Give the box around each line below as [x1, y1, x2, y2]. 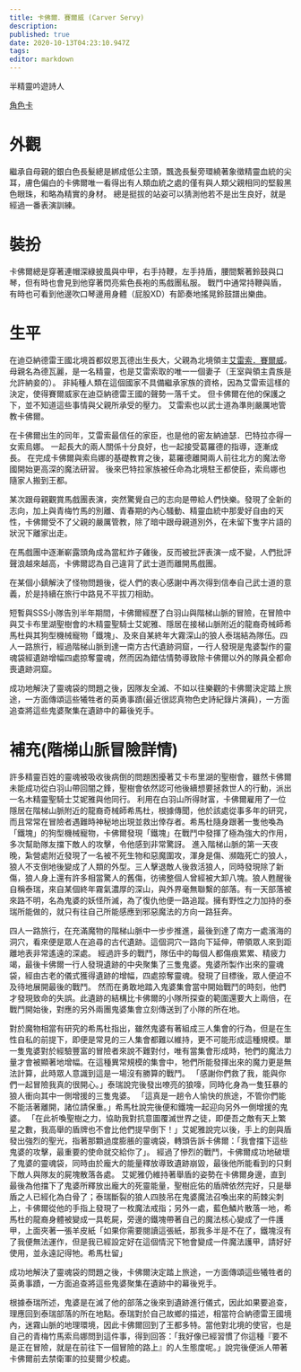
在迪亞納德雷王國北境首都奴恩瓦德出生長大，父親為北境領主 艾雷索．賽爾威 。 [9, 354, 292, 365]
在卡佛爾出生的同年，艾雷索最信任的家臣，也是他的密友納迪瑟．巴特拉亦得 [9, 429, 284, 440]
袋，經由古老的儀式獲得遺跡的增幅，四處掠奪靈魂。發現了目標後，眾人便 [9, 969, 276, 980]
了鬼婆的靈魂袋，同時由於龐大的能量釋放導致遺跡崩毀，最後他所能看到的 [9, 1157, 276, 1168]
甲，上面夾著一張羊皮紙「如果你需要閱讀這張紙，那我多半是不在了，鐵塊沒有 [9, 1225, 292, 1235]
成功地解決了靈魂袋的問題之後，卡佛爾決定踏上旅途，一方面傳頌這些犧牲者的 [9, 1266, 292, 1277]
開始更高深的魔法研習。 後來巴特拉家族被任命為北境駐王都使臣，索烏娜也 [16, 464, 287, 474]
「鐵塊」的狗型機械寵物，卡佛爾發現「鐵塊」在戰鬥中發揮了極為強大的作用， [9, 828, 292, 838]
